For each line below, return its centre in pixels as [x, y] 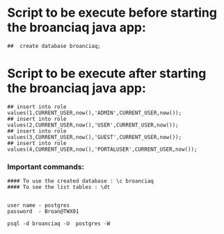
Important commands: [46, 167]
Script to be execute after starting [107, 74]
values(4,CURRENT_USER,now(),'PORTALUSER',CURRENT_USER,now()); [102, 149]
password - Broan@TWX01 [43, 212]
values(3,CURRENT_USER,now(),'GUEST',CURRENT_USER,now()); [95, 137]
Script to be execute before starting [112, 13]
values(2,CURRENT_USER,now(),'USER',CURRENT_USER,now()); [93, 125]
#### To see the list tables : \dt [59, 187]
